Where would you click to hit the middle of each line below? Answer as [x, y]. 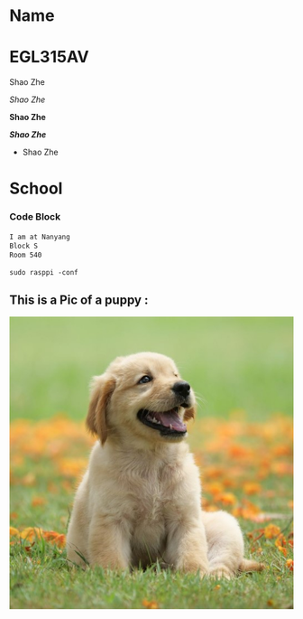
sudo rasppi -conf [44, 272]
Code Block [35, 217]
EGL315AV [50, 57]
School [36, 188]
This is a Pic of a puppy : [79, 300]
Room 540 [26, 255]
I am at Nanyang [40, 237]
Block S [24, 246]
